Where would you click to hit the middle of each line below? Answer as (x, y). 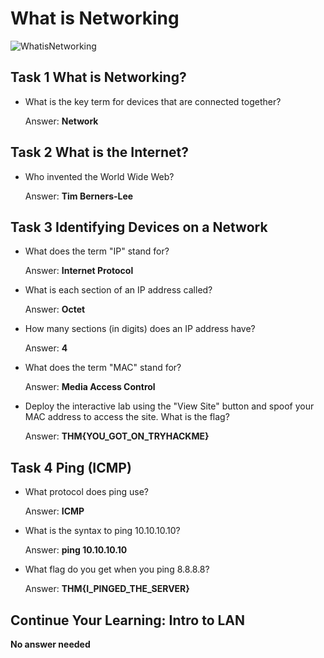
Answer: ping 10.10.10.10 (76, 550)
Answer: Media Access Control (90, 387)
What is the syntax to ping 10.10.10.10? (102, 531)
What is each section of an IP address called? (118, 290)
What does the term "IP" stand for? (97, 251)
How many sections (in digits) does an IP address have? (140, 329)
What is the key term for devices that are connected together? (153, 101)
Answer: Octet (55, 309)
